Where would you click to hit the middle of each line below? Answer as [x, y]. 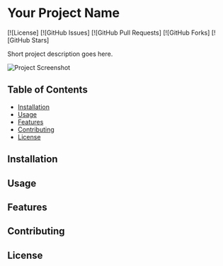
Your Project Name [64, 13]
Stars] [40, 40]
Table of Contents [48, 90]
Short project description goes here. [60, 54]
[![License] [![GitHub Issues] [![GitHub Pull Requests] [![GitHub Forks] [109, 33]
